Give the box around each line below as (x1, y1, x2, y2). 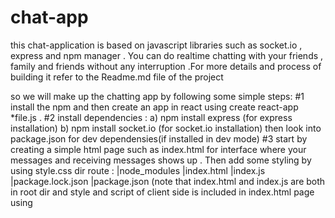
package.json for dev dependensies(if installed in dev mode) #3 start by (10, 132, 308, 145)
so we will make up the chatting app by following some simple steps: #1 (10, 90, 305, 102)
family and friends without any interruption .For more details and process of (10, 60, 322, 72)
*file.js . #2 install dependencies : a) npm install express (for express (10, 111, 293, 123)
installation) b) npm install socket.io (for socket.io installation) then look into (10, 122, 322, 134)
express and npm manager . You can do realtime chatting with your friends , (10, 49, 324, 61)
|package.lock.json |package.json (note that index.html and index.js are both (10, 175, 326, 187)
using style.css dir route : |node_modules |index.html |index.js (10, 164, 266, 176)
